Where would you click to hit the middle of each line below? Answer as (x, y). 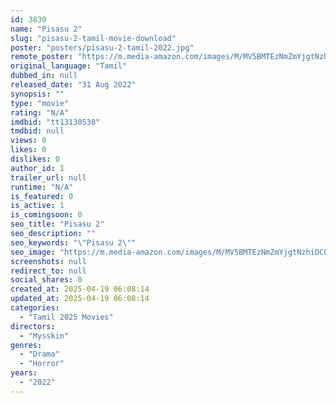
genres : (26, 345)
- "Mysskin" (44, 336)
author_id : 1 (37, 168)
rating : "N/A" (40, 112)
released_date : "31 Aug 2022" (73, 85)
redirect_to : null (48, 271)
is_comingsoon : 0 (46, 215)
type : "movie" (40, 103)
